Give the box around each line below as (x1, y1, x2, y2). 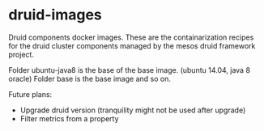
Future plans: (8, 89, 53, 99)
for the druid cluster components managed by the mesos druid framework (8, 40, 256, 50)
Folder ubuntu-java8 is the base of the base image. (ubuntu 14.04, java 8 (8, 65, 251, 74)
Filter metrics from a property (19, 113, 119, 123)
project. (8, 49, 35, 59)
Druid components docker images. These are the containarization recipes (8, 32, 254, 42)
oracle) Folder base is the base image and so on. (8, 74, 172, 83)
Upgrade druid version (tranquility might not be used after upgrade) (19, 105, 246, 115)
